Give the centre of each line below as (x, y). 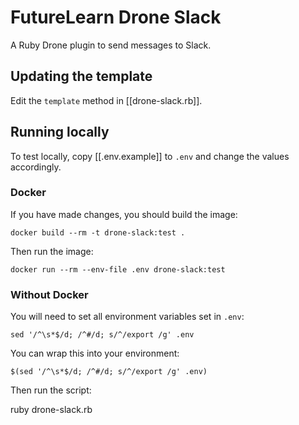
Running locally (60, 132)
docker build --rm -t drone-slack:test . (98, 232)
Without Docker (49, 294)
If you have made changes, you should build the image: (124, 214)
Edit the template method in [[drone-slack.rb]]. (106, 100)
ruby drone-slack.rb (51, 410)
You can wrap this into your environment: (95, 353)
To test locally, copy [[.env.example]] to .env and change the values (150, 156)
